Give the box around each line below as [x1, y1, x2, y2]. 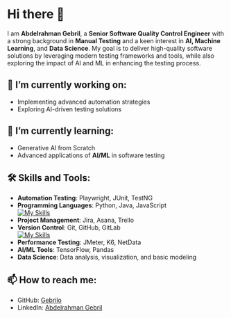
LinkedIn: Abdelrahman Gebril [17, 303, 103, 312]
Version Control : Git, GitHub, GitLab [17, 223, 121, 232]
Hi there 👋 [7, 6, 65, 22]
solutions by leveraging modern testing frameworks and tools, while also [7, 51, 215, 60]
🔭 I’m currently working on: [7, 79, 127, 91]
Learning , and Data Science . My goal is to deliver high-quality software [7, 44, 213, 52]
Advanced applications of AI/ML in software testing [17, 151, 165, 159]
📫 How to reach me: [7, 274, 97, 286]
